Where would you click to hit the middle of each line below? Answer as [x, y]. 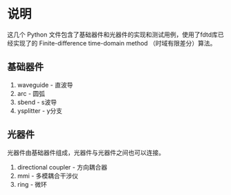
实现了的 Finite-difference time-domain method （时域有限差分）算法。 [114, 43]
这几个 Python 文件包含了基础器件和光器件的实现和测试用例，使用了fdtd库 [112, 34]
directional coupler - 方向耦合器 [62, 167]
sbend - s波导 [37, 102]
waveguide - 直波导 [45, 85]
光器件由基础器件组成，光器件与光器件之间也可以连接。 [86, 152]
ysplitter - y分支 [40, 110]
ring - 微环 [32, 184]
